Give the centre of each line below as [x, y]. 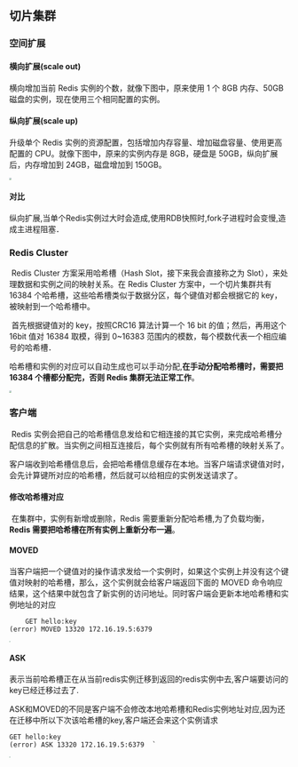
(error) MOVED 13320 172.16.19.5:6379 [81, 629]
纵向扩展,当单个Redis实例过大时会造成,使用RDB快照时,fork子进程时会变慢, [144, 218]
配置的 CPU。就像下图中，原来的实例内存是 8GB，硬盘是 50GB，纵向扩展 [144, 153]
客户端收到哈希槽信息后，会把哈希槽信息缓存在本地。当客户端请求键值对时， [149, 464]
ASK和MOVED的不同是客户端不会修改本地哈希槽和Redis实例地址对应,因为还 [147, 708]
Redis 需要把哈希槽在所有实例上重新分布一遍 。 [94, 529]
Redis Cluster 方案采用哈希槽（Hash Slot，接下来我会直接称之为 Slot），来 [146, 273]
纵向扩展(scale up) [43, 121]
